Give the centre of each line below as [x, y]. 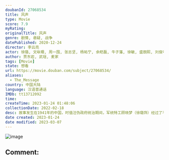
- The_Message [24, 80]
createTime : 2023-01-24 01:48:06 [40, 104]
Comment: [22, 152]
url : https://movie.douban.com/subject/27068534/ [58, 71]
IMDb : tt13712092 [23, 94]
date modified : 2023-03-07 [33, 122]
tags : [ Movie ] [20, 61]
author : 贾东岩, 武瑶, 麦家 [32, 57]
